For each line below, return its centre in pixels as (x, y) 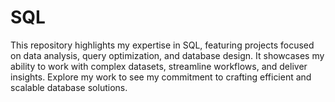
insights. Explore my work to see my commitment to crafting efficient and (161, 77)
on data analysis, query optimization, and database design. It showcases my (167, 55)
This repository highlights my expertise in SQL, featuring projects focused (162, 45)
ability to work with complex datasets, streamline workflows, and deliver (159, 66)
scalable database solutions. (69, 87)
